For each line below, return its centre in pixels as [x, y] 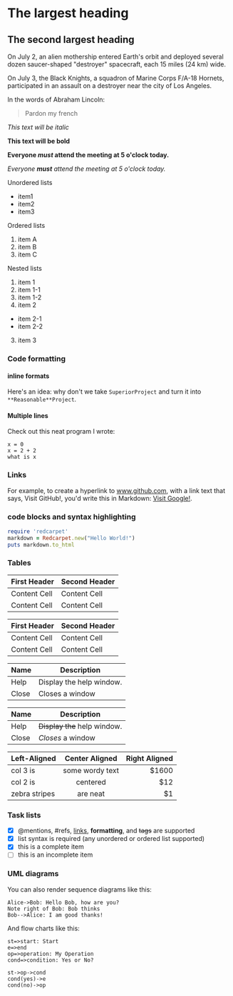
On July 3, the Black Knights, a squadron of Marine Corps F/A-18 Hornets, [116, 78]
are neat [91, 793]
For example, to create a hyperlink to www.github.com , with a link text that [116, 490]
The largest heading [68, 13]
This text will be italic [38, 127]
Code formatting [37, 359]
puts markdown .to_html [41, 544]
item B [27, 247]
